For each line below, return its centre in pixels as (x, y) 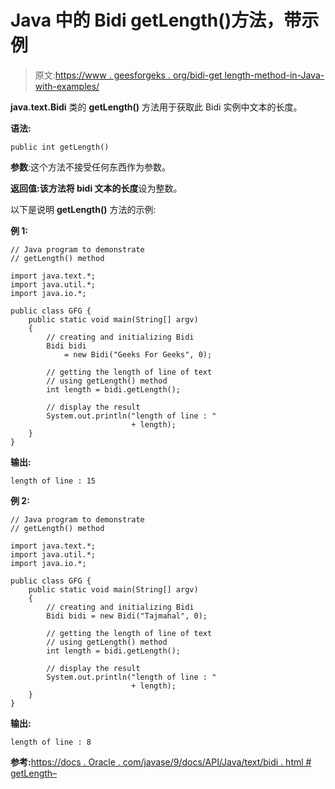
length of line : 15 (53, 481)
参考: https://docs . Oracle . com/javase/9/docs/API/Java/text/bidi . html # (161, 762)
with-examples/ (67, 86)
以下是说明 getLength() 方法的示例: (83, 209)
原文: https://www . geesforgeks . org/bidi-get (128, 75)
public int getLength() (60, 147)
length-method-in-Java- (274, 75)
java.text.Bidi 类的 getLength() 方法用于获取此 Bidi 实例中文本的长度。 (156, 107)
